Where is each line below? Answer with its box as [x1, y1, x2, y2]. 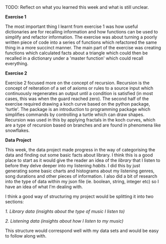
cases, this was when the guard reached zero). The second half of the [5, 96, 149, 102]
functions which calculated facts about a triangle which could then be [5, 50, 148, 56]
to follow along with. [5, 233, 47, 239]
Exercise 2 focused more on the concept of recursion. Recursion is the [5, 80, 150, 86]
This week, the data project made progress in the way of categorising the [5, 147, 156, 152]
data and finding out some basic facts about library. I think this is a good [5, 152, 153, 158]
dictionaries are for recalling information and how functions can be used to [5, 29, 158, 34]
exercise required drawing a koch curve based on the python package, [5, 101, 150, 107]
